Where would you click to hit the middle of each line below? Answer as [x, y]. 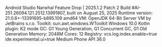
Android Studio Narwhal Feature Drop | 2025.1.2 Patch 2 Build [68, 8]
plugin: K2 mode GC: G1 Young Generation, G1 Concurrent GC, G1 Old [76, 29]
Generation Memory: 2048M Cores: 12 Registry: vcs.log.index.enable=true [81, 34]
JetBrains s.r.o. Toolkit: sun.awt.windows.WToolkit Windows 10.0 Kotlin [78, 23]
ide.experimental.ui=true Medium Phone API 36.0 [55, 39]
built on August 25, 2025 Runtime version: [109, 13]
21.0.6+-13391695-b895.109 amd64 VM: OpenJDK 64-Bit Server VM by [78, 18]
